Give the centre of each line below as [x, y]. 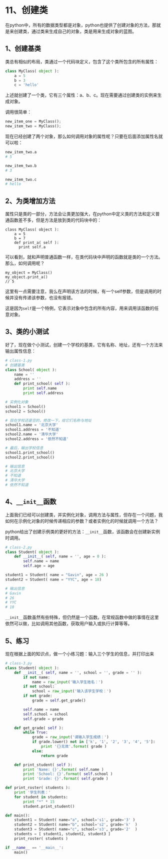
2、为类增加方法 [30, 201]
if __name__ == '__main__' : [34, 847]
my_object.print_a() [27, 277]
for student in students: [41, 797]
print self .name [40, 388]
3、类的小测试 [27, 332]
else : [37, 751]
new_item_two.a [21, 152]
